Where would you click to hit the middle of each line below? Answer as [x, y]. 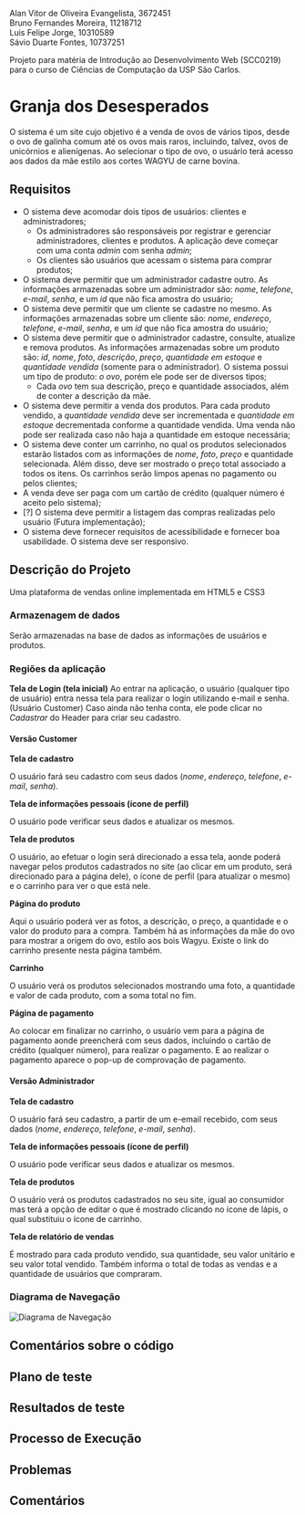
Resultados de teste [67, 1408]
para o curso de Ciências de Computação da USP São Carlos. [125, 69]
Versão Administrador [52, 1081]
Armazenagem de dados [65, 615]
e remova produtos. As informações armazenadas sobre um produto [151, 347]
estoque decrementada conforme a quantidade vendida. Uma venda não [159, 424]
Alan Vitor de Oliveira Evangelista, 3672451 [90, 13]
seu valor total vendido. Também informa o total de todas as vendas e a [143, 1264]
